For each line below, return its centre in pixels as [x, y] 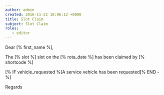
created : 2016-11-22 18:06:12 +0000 [43, 14]
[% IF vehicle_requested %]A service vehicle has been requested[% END [81, 72]
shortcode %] [19, 62]
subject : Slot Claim [27, 24]
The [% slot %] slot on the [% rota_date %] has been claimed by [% [75, 57]
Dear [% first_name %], [29, 47]
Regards [14, 87]
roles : [12, 28]
